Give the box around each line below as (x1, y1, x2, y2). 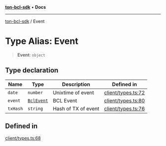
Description (62, 81, 90, 88)
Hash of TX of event (52, 105, 100, 112)
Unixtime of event (52, 89, 94, 96)
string (28, 106, 43, 111)
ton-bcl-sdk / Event (5, 18, 45, 24)
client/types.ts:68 (5, 135, 41, 141)
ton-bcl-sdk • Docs (5, 4, 46, 10)
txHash (7, 106, 23, 111)
